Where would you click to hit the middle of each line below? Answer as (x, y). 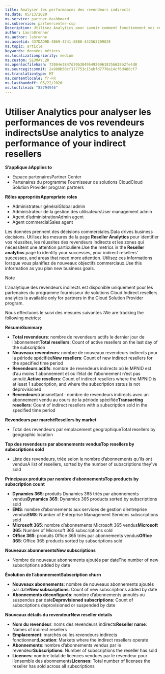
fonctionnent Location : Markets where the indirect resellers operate (80, 640)
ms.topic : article (24, 46)
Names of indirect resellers (40, 630)
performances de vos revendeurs (75, 122)
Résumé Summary (24, 328)
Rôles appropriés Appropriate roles (41, 197)
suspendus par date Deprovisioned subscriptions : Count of (73, 600)
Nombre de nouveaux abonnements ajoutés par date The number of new (85, 560)
